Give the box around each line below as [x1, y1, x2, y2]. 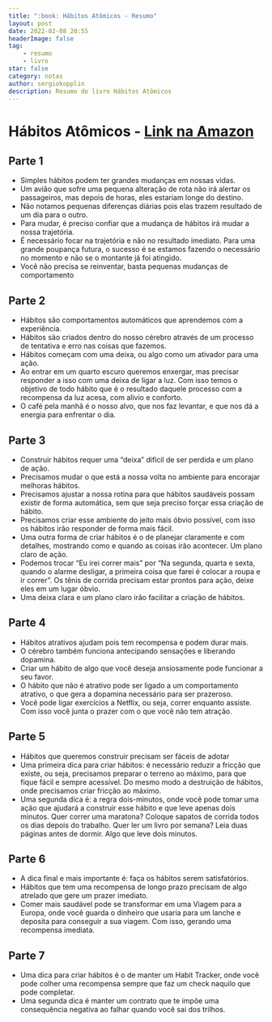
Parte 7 [8, 948, 45, 962]
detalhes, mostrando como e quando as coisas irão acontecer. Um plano [19, 541, 263, 551]
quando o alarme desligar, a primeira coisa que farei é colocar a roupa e [19, 567, 261, 576]
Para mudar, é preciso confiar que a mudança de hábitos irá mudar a [19, 219, 249, 228]
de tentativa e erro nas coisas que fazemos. [19, 341, 167, 351]
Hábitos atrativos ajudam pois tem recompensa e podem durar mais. [19, 637, 249, 647]
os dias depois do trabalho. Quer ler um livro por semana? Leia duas [19, 820, 249, 830]
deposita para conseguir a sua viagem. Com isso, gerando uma [19, 917, 232, 926]
